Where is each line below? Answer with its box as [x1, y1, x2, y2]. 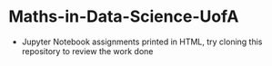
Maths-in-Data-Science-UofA [8, 6, 239, 27]
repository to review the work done [21, 45, 154, 56]
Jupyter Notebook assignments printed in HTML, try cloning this [21, 36, 263, 47]
